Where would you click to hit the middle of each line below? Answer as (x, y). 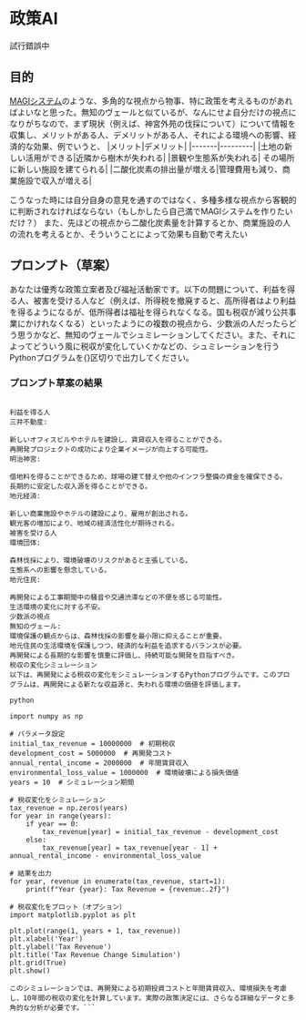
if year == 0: (52, 824)
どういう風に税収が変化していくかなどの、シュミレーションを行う (156, 346)
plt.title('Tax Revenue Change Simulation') (95, 954)
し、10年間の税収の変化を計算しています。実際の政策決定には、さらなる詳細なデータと (149, 998)
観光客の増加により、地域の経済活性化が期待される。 (94, 523)
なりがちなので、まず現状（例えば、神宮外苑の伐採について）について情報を (153, 123)
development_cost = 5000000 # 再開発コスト (91, 753)
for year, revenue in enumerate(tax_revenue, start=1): (117, 881)
